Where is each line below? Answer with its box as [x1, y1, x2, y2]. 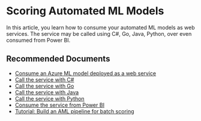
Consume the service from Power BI [14, 101, 105, 108]
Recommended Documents [6, 54, 110, 64]
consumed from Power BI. [6, 36, 71, 44]
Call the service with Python [14, 95, 85, 102]
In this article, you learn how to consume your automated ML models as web [6, 24, 195, 31]
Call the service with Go [14, 82, 74, 89]
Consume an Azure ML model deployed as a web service [14, 70, 157, 77]
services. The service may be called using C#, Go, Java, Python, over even [6, 30, 192, 37]
